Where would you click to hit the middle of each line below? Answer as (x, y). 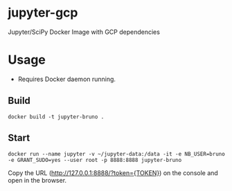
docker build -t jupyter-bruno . (56, 117)
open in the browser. (37, 180)
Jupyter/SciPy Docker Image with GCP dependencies (84, 32)
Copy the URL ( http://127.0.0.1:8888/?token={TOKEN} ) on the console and (113, 173)
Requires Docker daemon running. (67, 79)
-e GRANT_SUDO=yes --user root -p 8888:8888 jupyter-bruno (95, 160)
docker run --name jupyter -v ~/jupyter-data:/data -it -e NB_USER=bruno (117, 154)
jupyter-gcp (43, 13)
